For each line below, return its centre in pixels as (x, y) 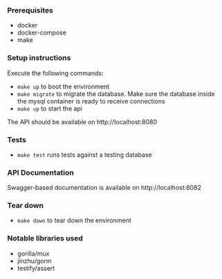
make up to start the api (50, 108)
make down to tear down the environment (74, 220)
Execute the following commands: (55, 73)
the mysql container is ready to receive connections (91, 101)
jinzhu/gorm (34, 260)
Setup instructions (39, 58)
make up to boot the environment (63, 86)
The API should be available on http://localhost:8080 (82, 122)
